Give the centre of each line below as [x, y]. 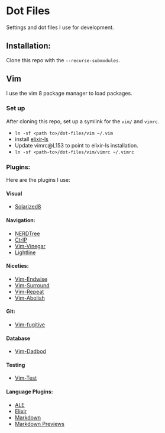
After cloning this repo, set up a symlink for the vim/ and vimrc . [83, 121]
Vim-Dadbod [30, 351]
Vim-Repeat [29, 291]
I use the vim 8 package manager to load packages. [69, 93]
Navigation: [21, 220]
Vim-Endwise [31, 279]
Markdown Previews [40, 424]
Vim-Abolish [30, 298]
